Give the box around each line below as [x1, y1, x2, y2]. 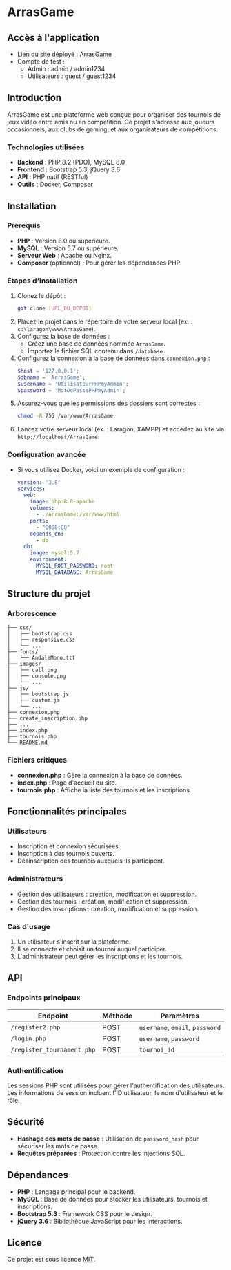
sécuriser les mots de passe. [17, 1141, 99, 1150]
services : [17, 485, 46, 492]
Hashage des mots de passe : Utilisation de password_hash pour [17, 1134, 199, 1143]
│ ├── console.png [7, 673, 67, 680]
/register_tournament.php [10, 1045, 96, 1054]
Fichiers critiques [7, 755, 68, 765]
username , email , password [139, 1022, 221, 1032]
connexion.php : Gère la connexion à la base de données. [17, 771, 183, 779]
